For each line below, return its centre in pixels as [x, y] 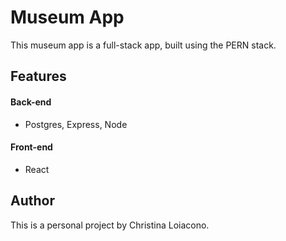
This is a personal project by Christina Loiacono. [110, 225]
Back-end [31, 102]
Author [32, 201]
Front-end [31, 147]
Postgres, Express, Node [76, 124]
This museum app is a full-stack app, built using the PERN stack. [143, 45]
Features [38, 76]
